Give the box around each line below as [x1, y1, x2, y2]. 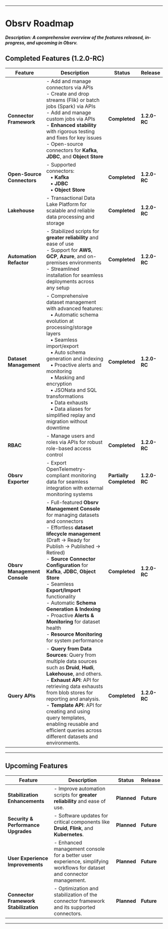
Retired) [46, 549, 65, 556]
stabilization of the [53, 891, 97, 898]
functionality [46, 593, 76, 600]
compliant [46, 472, 70, 479]
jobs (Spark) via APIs [46, 102, 96, 109]
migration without [46, 418, 87, 425]
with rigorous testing [46, 128, 95, 135]
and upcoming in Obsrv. [26, 40, 78, 46]
